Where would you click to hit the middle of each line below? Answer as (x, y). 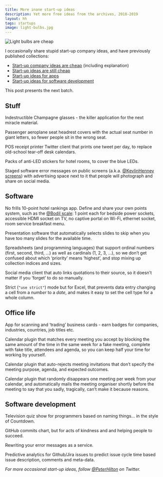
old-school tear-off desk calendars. (41, 152)
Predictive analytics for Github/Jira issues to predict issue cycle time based (80, 455)
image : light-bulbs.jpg (29, 28)
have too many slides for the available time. (48, 238)
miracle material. (22, 123)
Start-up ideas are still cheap (41, 71)
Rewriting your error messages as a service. (49, 445)
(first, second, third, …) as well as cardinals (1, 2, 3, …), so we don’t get (76, 253)
